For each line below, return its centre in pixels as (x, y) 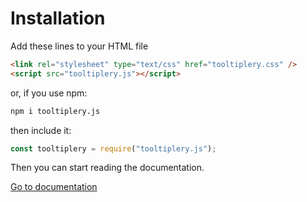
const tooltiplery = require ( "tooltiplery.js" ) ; (113, 148)
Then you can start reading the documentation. (107, 168)
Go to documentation (54, 187)
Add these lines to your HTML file (79, 46)
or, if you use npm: (49, 93)
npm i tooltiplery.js (55, 111)
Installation (58, 18)
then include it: (41, 130)
